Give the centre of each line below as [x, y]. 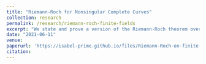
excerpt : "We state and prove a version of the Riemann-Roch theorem [97, 29]
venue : [15, 40]
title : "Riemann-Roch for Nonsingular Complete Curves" [79, 12]
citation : [19, 52]
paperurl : [19, 46]
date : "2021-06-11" [31, 35]
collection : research [34, 18]
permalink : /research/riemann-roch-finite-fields [71, 23]
